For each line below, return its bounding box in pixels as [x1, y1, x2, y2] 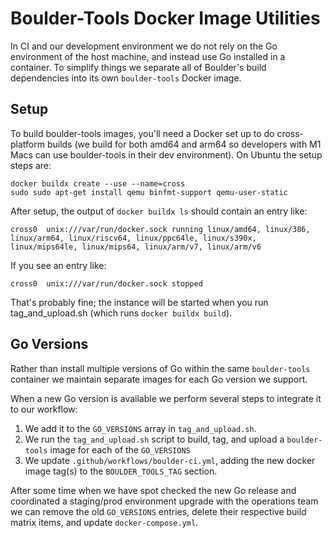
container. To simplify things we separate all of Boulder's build [10, 61, 267, 73]
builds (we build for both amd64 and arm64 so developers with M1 [46, 138, 322, 150]
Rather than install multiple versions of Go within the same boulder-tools [10, 362, 311, 374]
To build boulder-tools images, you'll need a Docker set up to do [10, 127, 275, 139]
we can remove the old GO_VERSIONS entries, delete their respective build [10, 505, 307, 517]
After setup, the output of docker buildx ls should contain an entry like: [10, 205, 308, 217]
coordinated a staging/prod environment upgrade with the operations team [10, 495, 319, 507]
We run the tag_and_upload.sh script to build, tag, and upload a [24, 433, 285, 445]
